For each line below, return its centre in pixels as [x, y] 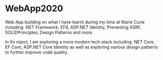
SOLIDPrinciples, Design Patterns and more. [49, 32]
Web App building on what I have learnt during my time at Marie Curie [75, 22]
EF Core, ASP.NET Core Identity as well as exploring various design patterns [81, 47]
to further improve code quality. [37, 52]
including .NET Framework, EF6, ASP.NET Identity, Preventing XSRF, [73, 27]
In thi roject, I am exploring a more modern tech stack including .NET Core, [80, 41]
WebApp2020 [34, 9]
